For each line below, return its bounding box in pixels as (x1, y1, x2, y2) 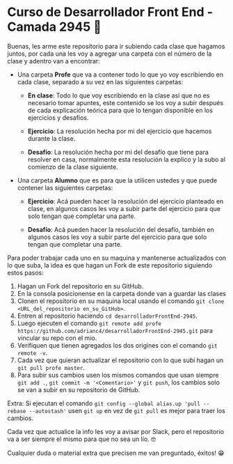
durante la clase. (27, 134, 76, 143)
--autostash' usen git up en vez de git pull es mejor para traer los (29, 406, 226, 415)
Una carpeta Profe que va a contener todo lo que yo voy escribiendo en (17, 70, 224, 79)
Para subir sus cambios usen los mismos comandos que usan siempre (17, 371, 219, 379)
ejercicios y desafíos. (27, 113, 89, 122)
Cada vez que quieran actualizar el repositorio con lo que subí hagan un (17, 356, 224, 364)
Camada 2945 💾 (7, 19, 102, 35)
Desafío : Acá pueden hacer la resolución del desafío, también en (27, 225, 214, 233)
